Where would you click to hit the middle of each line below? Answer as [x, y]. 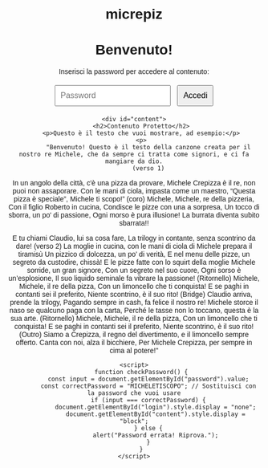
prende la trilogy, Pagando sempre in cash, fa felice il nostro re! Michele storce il [134, 303]
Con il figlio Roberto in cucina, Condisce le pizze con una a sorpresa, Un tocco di [134, 207]
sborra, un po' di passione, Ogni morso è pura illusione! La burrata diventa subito [134, 215]
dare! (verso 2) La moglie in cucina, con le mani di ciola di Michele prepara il [134, 246]
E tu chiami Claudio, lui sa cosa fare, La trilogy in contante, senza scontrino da [134, 238]
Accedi [195, 96]
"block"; [134, 421]
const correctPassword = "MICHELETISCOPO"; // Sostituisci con [148, 386]
